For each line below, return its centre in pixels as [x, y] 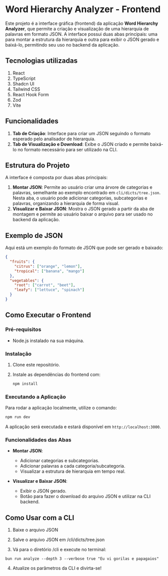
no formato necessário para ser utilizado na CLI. [67, 149]
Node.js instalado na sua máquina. [48, 341]
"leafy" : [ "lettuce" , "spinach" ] [49, 290]
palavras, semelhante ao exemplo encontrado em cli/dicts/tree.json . [87, 193]
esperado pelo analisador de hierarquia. [54, 139]
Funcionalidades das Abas [38, 440]
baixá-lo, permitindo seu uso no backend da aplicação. [62, 45]
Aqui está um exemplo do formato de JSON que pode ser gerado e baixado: [84, 248]
